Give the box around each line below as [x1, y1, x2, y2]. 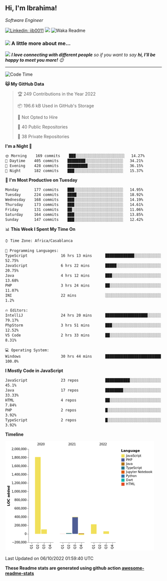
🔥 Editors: [5, 308, 28, 313]
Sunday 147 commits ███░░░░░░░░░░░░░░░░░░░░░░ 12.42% [5, 217, 143, 222]
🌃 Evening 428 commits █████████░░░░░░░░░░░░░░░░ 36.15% [5, 164, 143, 169]
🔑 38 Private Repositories [17, 134, 70, 140]
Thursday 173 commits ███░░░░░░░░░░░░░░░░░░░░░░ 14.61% [5, 202, 143, 207]
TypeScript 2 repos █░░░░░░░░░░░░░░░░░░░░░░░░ [5, 418, 162, 423]
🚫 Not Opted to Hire [17, 114, 58, 120]
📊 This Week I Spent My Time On [5, 226, 76, 232]
